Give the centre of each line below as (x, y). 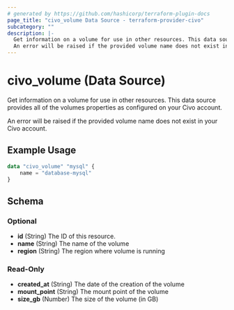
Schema (25, 201)
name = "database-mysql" (56, 173)
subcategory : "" (31, 27)
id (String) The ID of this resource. (67, 236)
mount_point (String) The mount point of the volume (93, 292)
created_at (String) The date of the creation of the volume (101, 284)
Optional (22, 221)
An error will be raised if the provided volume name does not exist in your (112, 121)
